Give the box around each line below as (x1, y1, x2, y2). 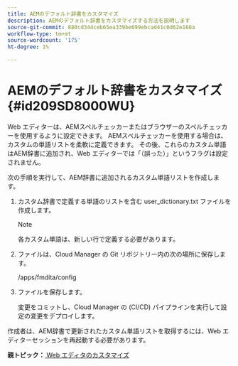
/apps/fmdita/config (17, 273, 77, 281)
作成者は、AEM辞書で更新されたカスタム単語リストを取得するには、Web (7, 326, 222, 335)
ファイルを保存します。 (17, 287, 87, 296)
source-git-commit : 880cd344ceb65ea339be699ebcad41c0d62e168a (7, 23, 195, 31)
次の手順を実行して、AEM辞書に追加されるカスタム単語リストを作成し (7, 173, 214, 181)
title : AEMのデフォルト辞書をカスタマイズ (7, 10, 119, 18)
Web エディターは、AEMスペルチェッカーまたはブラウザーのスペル (7, 122, 203, 131)
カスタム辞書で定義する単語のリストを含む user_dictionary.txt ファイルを (17, 197, 232, 205)
